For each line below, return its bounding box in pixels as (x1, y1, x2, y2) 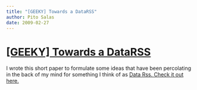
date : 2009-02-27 (6, 20, 49, 25)
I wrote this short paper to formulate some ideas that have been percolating (6, 65, 192, 72)
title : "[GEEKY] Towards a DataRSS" (6, 8, 97, 15)
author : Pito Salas (6, 14, 55, 20)
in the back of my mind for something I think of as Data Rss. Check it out (6, 71, 184, 78)
